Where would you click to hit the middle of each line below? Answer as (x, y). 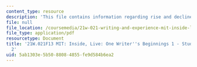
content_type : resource (35, 11)
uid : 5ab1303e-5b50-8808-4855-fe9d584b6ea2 (60, 55)
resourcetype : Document (35, 38)
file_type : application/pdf (40, 33)
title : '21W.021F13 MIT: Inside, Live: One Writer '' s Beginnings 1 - (93, 44)
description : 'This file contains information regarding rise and (89, 17)
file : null (19, 22)
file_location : (25, 28)
